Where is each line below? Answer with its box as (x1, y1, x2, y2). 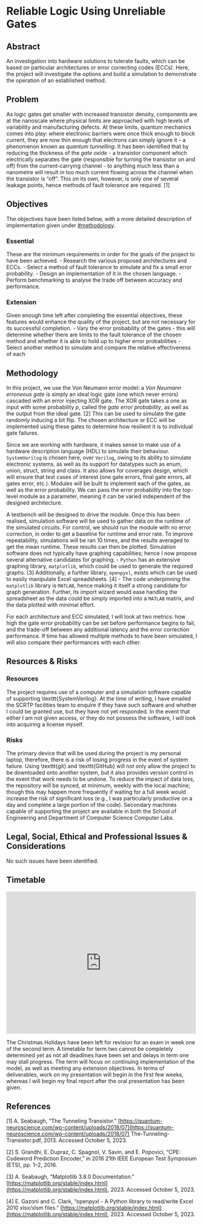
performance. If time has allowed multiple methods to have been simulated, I (6, 633, 198, 640)
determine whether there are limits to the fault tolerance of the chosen (6, 331, 182, 338)
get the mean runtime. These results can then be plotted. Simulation (6, 543, 176, 551)
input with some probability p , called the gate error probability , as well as (6, 404, 189, 411)
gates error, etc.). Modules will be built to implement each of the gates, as (6, 480, 191, 487)
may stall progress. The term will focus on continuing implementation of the (6, 1058, 195, 1065)
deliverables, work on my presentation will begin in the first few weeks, (6, 1070, 184, 1078)
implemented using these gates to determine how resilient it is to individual (6, 423, 193, 430)
